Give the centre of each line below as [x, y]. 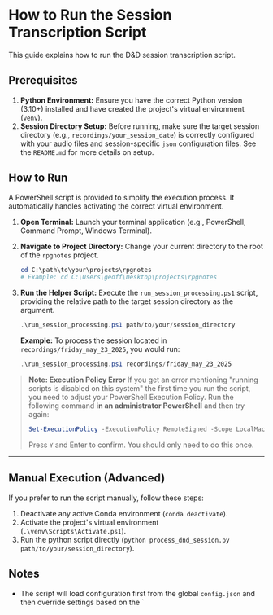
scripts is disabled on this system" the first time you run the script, [139, 389]
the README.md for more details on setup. [87, 152]
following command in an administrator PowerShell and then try [136, 406]
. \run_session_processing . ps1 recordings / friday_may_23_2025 [126, 364]
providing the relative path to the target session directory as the [127, 301]
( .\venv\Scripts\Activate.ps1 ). [73, 530]
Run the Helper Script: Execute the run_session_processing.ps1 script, [139, 293]
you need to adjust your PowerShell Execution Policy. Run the [131, 398]
